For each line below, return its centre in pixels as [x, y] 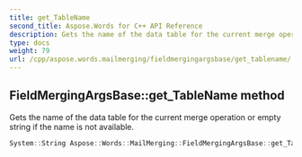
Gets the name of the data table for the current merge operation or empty [145, 117]
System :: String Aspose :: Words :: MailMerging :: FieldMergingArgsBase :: [140, 143]
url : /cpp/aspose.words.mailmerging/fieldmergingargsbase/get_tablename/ [151, 59]
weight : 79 [30, 51]
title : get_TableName [50, 17]
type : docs [30, 43]
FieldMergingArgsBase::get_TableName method [147, 96]
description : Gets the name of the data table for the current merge [142, 34]
